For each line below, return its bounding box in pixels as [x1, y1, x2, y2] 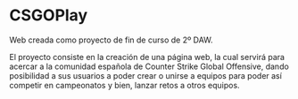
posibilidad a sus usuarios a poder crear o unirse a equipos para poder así [9, 70, 283, 80]
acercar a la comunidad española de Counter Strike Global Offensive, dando [9, 61, 290, 72]
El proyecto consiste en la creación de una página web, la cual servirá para [9, 51, 286, 62]
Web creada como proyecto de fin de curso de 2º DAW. [9, 34, 213, 45]
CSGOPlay [9, 5, 87, 26]
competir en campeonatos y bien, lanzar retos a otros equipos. [9, 80, 240, 90]
